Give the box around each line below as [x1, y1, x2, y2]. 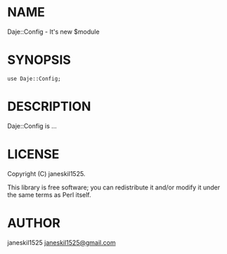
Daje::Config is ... [7, 121, 58, 130]
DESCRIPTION [7, 99, 91, 114]
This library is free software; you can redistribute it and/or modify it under [7, 183, 221, 192]
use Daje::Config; [7, 75, 61, 82]
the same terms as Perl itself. [7, 190, 91, 199]
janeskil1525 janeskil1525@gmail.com [7, 238, 116, 246]
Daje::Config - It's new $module [7, 27, 100, 36]
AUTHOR [7, 215, 61, 231]
